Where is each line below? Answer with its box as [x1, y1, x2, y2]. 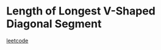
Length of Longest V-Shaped [6, 4, 156, 18]
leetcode [6, 37, 29, 44]
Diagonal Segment [6, 17, 102, 31]
